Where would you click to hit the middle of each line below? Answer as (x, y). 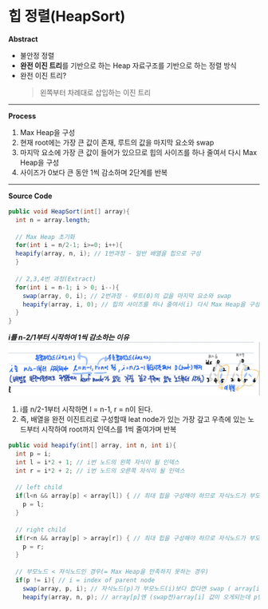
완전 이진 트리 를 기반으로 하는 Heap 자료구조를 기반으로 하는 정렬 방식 (128, 66)
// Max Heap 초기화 (45, 237)
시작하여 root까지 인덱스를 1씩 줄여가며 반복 (109, 429)
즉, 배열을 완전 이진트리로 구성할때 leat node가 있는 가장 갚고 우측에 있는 (133, 420)
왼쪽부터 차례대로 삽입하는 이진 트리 (95, 92)
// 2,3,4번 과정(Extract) (56, 279)
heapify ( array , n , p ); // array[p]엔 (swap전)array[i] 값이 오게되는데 (137, 597)
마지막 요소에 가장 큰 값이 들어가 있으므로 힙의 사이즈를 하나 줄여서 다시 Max (138, 152)
